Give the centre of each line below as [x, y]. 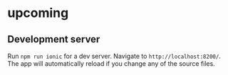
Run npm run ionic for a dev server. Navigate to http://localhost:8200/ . [114, 56]
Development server [54, 39]
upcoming [38, 13]
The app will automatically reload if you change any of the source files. [111, 64]
